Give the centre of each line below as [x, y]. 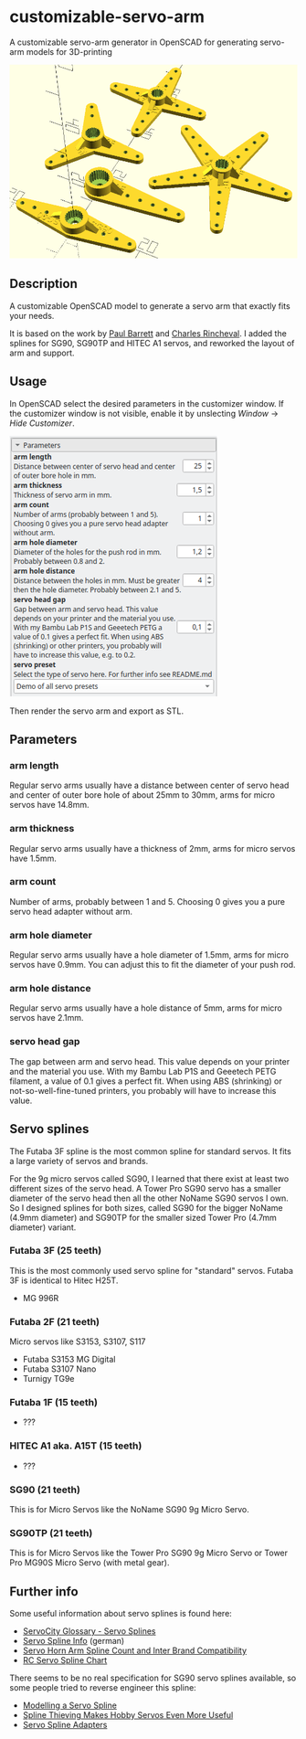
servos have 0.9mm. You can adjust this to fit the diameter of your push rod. [153, 965]
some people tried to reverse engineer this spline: [103, 1688]
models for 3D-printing [69, 51]
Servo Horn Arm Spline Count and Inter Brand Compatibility [135, 1650]
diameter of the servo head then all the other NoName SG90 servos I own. [149, 1198]
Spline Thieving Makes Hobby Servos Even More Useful [128, 1715]
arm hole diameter [51, 935]
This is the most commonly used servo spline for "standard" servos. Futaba [152, 1270]
